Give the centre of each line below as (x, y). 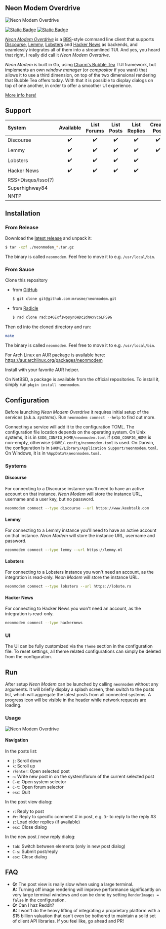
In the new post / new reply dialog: (40, 837)
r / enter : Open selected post (41, 771)
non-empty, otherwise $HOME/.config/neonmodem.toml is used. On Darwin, (80, 442)
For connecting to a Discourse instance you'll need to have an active (75, 489)
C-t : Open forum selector (38, 787)
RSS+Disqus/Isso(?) (31, 180)
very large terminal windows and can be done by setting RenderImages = (85, 894)
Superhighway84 (28, 188)
